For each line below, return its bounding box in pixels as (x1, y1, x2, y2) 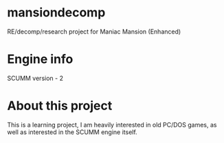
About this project (7, 98, 113, 114)
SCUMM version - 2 (7, 74, 64, 82)
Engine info (7, 51, 74, 67)
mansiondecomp (7, 5, 106, 21)
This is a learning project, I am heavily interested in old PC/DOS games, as (7, 120, 217, 129)
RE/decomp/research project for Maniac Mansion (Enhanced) (7, 27, 181, 36)
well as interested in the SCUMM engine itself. (7, 128, 137, 136)
